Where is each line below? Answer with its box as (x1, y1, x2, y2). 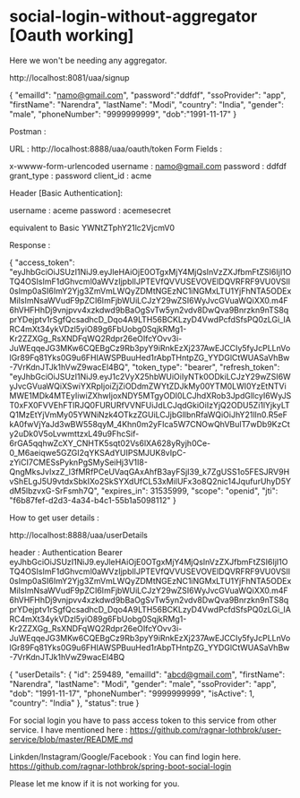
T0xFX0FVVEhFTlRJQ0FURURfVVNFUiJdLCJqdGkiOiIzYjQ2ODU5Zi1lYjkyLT (9, 399, 290, 410)
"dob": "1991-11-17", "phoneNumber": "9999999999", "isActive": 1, (9, 688, 255, 699)
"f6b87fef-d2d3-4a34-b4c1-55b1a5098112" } (9, 494, 176, 505)
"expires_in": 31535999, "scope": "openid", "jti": (101, 485, 279, 496)
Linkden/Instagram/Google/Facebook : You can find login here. (9, 751, 242, 762)
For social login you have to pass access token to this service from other (9, 715, 278, 725)
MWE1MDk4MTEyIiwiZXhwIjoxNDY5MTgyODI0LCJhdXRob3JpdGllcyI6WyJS (9, 390, 292, 400)
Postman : (9, 125, 47, 136)
